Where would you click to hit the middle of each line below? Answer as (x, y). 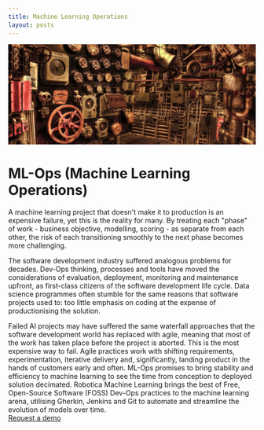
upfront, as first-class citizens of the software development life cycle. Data (129, 285)
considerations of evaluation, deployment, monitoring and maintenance (123, 277)
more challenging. (37, 245)
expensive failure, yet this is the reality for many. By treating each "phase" (128, 220)
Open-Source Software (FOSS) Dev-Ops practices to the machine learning (129, 392)
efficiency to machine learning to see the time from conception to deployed (130, 376)
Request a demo (35, 417)
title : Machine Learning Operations (68, 17)
